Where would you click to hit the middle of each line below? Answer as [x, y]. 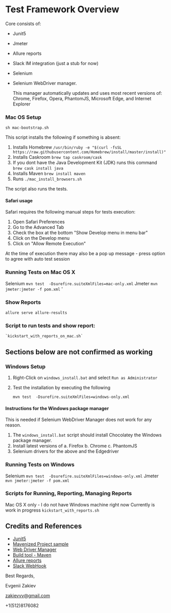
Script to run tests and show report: [50, 325]
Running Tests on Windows [40, 464]
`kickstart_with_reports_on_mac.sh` [44, 336]
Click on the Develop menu [41, 238]
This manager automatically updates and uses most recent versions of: [87, 93]
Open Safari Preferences [39, 222]
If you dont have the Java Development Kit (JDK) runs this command [85, 163]
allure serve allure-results [36, 313]
